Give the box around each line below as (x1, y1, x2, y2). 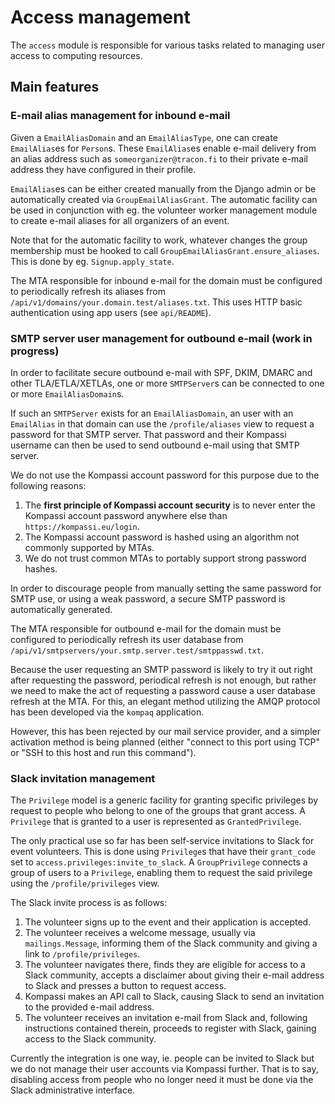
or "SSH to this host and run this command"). (10, 746, 197, 758)
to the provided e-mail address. (24, 1001, 155, 1013)
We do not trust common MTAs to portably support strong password (24, 552, 307, 564)
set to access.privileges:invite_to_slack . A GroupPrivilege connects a (10, 856, 308, 868)
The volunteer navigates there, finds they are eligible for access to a (24, 959, 306, 971)
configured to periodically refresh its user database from (10, 633, 244, 645)
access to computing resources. (10, 49, 143, 61)
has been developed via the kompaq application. (10, 706, 205, 718)
